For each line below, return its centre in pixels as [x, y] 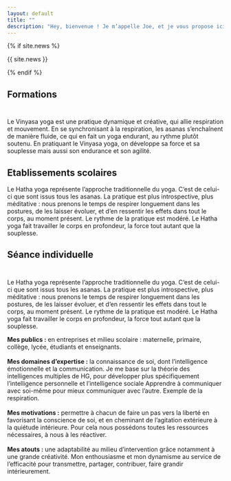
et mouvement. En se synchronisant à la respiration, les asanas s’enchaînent [115, 129]
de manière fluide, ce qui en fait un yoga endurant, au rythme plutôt [103, 136]
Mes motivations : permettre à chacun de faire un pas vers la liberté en [108, 412]
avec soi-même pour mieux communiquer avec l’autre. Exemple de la [105, 391]
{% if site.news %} [34, 46]
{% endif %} [25, 72]
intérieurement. [29, 471]
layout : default [30, 13]
